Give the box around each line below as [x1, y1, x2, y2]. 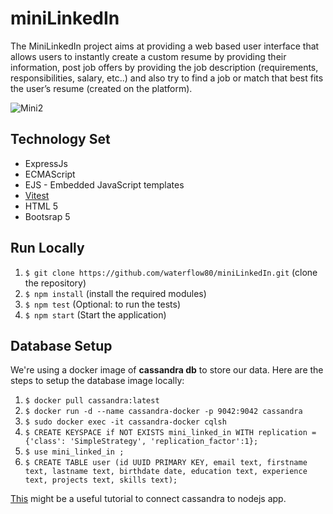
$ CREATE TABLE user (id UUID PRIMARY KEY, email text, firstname [24, 458, 308, 468]
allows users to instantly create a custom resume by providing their [10, 50, 287, 62]
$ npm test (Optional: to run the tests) [24, 298, 181, 310]
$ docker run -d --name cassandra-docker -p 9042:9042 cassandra [24, 407, 303, 417]
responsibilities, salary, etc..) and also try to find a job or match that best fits [10, 72, 324, 84]
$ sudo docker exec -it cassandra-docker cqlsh [24, 417, 227, 427]
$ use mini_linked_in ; [24, 447, 125, 457]
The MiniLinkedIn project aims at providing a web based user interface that [10, 40, 320, 52]
